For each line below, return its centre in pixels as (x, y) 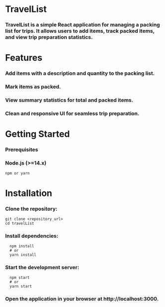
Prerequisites (22, 150)
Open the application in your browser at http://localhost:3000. (82, 299)
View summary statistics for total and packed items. (69, 100)
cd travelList (20, 223)
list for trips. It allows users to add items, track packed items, (80, 31)
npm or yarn (17, 173)
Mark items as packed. (33, 87)
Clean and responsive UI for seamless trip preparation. (72, 113)
